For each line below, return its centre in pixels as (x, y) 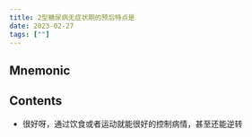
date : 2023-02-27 (42, 26)
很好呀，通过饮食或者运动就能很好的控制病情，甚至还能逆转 (132, 124)
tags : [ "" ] (30, 34)
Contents (36, 101)
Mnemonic (40, 70)
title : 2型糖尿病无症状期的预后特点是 (72, 17)
